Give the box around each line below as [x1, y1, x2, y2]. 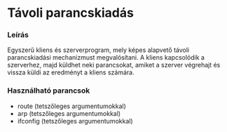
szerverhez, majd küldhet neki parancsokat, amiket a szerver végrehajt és [7, 61, 221, 70]
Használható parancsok [7, 86, 90, 95]
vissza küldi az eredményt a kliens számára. [7, 68, 135, 77]
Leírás [7, 30, 29, 40]
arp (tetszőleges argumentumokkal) [17, 109, 121, 117]
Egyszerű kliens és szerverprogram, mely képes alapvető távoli [7, 46, 190, 54]
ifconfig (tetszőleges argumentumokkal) [17, 117, 133, 125]
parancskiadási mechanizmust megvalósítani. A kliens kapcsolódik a [7, 53, 205, 62]
